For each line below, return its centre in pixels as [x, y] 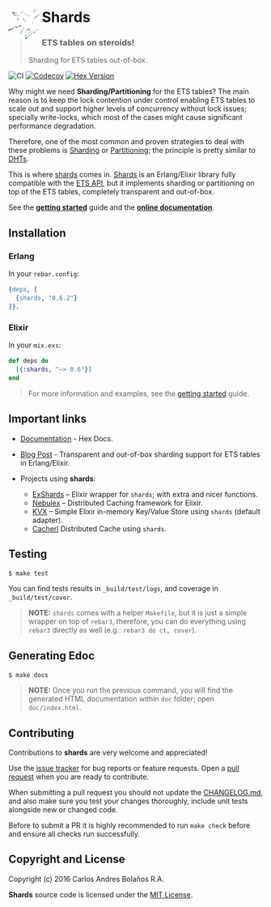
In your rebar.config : [44, 274]
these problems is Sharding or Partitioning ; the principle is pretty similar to [132, 151]
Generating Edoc [52, 656]
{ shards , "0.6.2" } [47, 298]
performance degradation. [52, 126]
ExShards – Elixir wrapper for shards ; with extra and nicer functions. [145, 494]
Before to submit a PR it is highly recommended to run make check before [129, 825]
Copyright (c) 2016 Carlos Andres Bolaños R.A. [86, 879]
